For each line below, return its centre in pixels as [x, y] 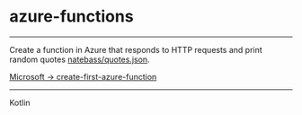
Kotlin [20, 102]
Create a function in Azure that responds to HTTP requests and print [136, 49]
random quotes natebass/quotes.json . [80, 59]
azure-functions [71, 17]
